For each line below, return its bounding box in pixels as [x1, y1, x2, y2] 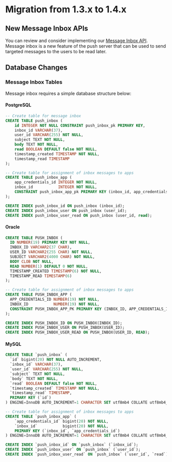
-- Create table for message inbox [5, 113, 81, 118]
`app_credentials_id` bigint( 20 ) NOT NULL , [14, 418, 109, 424]
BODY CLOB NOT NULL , [10, 259, 54, 264]
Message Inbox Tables [5, 78, 62, 86]
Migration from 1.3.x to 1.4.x [5, 4, 127, 15]
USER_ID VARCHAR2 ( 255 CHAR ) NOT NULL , [10, 249, 93, 255]
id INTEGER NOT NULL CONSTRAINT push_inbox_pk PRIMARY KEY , [14, 123, 145, 128]
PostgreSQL [5, 102, 32, 108]
